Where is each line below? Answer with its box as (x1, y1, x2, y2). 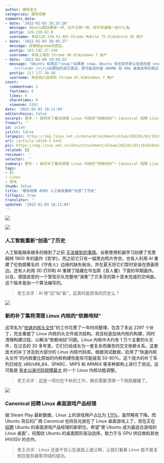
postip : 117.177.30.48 (9, 71, 56, 76)
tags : (5, 166, 16, 171)
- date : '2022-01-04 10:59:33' (5, 57, 69, 62)
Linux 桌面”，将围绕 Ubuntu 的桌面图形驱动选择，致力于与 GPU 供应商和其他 (5, 430, 159, 436)
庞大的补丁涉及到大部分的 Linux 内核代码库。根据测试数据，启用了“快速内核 (5, 349, 157, 355)
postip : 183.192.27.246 (9, 48, 58, 53)
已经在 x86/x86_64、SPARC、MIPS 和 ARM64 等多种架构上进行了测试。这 (9, 361, 159, 367)
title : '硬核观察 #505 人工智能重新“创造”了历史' (5, 188, 97, 193)
